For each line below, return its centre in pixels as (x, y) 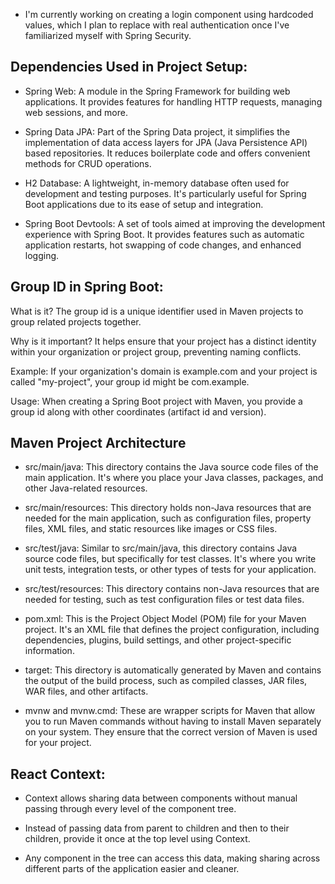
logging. (42, 255)
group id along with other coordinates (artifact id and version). (138, 411)
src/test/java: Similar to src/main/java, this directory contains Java (161, 548)
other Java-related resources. (86, 488)
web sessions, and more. (76, 112)
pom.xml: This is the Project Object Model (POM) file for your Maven (165, 619)
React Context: (58, 774)
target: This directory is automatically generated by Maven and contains (173, 670)
